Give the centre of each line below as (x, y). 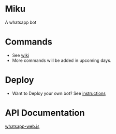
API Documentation (45, 113)
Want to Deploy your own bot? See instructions (59, 93)
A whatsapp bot (21, 22)
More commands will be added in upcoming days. (62, 60)
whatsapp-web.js (22, 126)
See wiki (20, 55)
